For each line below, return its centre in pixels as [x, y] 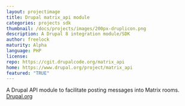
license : [17, 56]
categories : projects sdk [38, 23]
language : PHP [24, 51]
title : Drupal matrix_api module [48, 17]
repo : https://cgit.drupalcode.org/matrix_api [65, 62]
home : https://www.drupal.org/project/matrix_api [70, 67]
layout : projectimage [33, 12]
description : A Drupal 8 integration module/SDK [68, 34]
